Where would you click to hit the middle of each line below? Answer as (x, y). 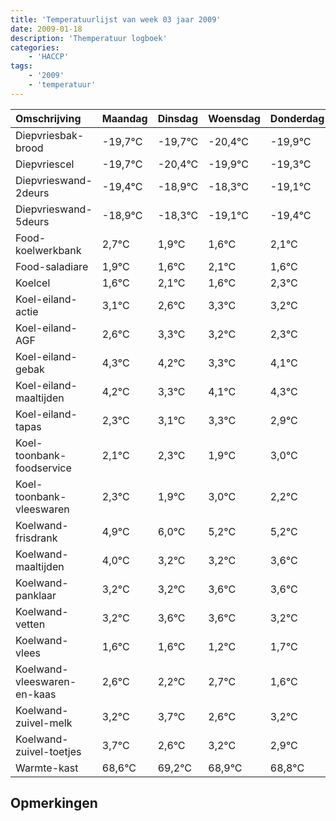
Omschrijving (48, 118)
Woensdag (234, 118)
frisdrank (36, 538)
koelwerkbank (48, 250)
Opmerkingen (54, 803)
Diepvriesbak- (50, 135)
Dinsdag (177, 118)
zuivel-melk (44, 723)
